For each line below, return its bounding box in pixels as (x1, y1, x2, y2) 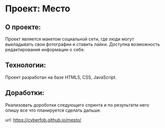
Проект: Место (5, 3, 71, 14)
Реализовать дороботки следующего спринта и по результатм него (5, 102, 150, 108)
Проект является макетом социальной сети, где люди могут (5, 36, 134, 42)
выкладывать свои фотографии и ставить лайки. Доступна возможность (5, 41, 160, 47)
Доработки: (5, 89, 45, 97)
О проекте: (5, 23, 41, 31)
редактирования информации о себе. (5, 47, 85, 52)
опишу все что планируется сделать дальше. (5, 107, 101, 113)
